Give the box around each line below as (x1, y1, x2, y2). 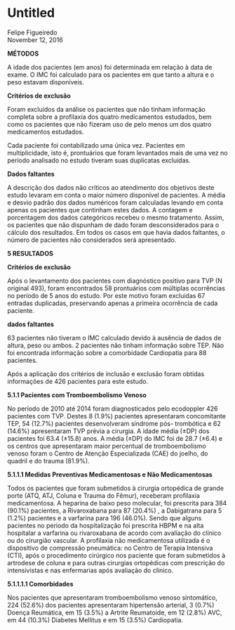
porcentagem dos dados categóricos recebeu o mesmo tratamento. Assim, (7, 213, 224, 221)
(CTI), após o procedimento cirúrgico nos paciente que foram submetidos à (7, 551, 226, 560)
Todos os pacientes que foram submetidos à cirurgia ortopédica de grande (7, 484, 224, 492)
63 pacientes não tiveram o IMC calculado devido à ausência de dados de (7, 333, 222, 342)
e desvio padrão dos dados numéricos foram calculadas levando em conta (7, 198, 223, 207)
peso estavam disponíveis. (7, 77, 84, 86)
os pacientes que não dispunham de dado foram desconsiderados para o (7, 220, 220, 229)
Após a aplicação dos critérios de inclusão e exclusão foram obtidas (7, 369, 205, 378)
